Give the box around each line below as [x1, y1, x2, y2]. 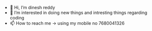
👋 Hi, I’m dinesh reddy [9, 5, 56, 10]
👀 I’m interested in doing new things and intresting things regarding [9, 10, 148, 15]
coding [9, 15, 25, 20]
